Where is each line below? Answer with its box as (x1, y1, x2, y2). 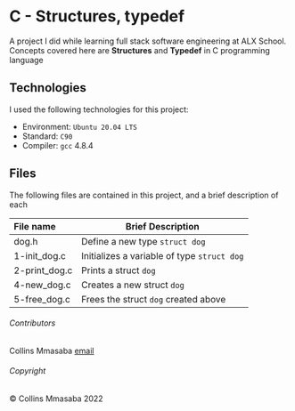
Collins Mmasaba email (9, 345, 94, 356)
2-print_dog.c (13, 264, 73, 277)
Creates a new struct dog (81, 278, 184, 291)
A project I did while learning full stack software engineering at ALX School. (9, 36, 287, 46)
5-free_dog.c (13, 293, 71, 305)
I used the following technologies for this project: (9, 104, 189, 115)
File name (13, 220, 56, 232)
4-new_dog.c (13, 278, 71, 291)
